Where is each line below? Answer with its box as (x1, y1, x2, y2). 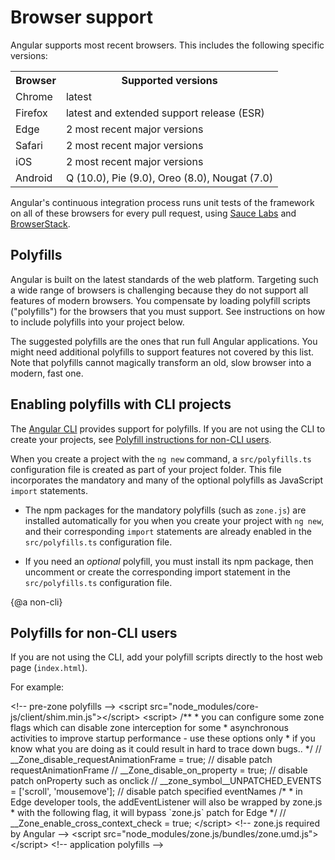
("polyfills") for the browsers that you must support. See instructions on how (10, 305, 326, 317)
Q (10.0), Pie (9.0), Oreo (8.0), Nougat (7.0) (65, 171, 274, 185)
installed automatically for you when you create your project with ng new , (24, 514, 325, 526)
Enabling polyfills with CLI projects (10, 396, 232, 413)
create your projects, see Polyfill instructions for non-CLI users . (10, 433, 272, 445)
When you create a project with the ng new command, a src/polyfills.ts (10, 452, 312, 465)
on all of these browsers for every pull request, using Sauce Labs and (10, 207, 297, 219)
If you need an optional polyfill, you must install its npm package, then (24, 555, 314, 567)
